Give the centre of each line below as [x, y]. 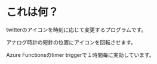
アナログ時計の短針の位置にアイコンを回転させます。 [71, 42]
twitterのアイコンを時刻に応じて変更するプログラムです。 [76, 30]
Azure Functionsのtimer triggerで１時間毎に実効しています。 [80, 55]
